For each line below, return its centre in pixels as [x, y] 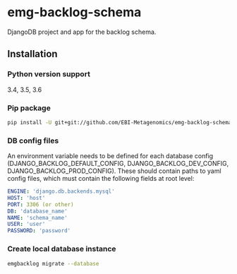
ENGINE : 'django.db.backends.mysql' [61, 191]
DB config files [33, 141]
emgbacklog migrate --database [53, 263]
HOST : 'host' [26, 198]
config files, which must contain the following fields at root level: [101, 179]
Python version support [49, 74]
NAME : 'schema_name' [38, 218]
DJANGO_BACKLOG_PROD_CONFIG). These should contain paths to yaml [114, 171]
